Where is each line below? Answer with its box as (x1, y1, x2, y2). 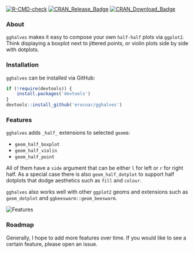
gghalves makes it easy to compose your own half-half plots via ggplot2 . (6, 34, 185, 41)
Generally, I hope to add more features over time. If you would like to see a (6, 234, 186, 241)
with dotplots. (6, 46, 39, 53)
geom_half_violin (14, 148, 58, 154)
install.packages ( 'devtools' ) (16, 91, 91, 97)
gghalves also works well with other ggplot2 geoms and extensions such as (6, 188, 188, 195)
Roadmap (6, 221, 34, 229)
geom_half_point (14, 154, 55, 160)
